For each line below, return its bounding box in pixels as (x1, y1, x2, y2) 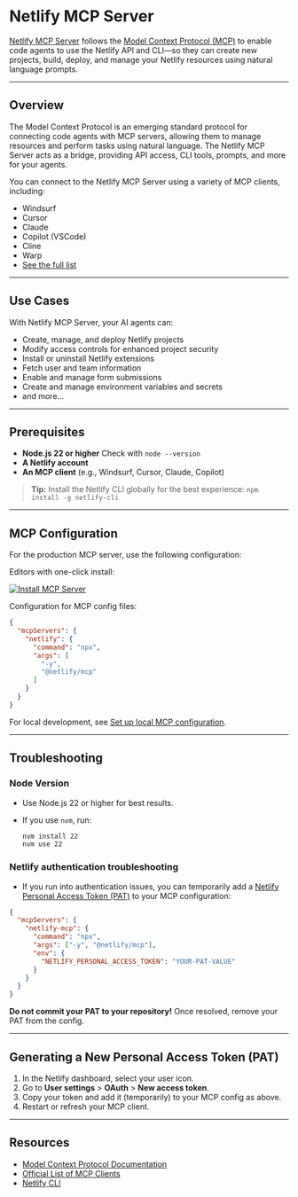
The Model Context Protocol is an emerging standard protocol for (9, 121, 248, 132)
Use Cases (9, 293, 70, 309)
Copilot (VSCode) (21, 231, 87, 241)
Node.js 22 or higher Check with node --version (21, 448, 201, 458)
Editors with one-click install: (9, 567, 115, 577)
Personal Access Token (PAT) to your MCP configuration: (21, 890, 231, 901)
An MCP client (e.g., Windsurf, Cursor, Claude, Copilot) (21, 467, 224, 478)
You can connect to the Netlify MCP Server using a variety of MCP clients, (9, 176, 281, 187)
